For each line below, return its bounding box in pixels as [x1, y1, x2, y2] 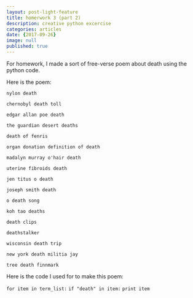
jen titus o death [6, 176, 53, 182]
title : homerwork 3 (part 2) [6, 15, 81, 21]
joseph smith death [6, 186, 57, 193]
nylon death [6, 90, 37, 96]
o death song [6, 197, 40, 204]
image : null [6, 37, 37, 44]
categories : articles [6, 26, 62, 32]
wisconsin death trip [6, 240, 62, 246]
